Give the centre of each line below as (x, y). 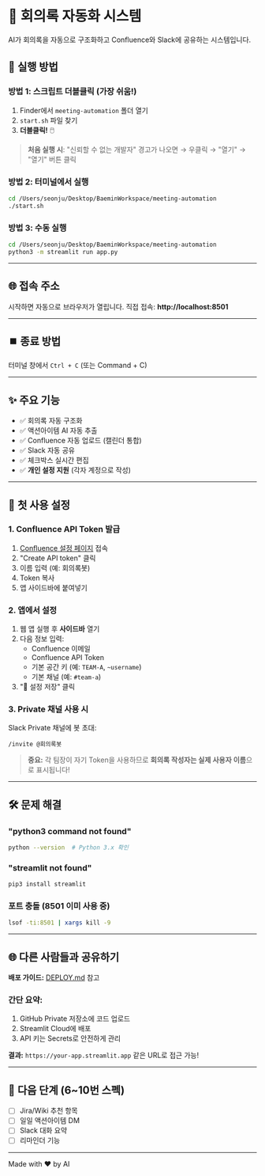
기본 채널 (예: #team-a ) (66, 677)
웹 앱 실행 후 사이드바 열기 (60, 629)
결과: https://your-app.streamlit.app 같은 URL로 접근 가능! (104, 1055)
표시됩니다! (53, 770)
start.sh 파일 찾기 (49, 120)
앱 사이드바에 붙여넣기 (54, 587)
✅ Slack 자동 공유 (47, 450)
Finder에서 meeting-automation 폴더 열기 (84, 110)
